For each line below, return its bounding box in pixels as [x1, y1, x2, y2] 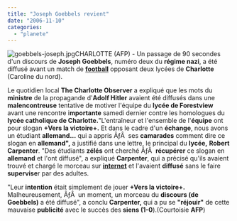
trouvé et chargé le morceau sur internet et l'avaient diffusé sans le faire [7, 161, 221, 171]
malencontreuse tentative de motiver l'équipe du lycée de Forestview [7, 101, 214, 110]
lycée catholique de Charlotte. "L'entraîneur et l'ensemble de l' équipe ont [7, 117, 224, 125]
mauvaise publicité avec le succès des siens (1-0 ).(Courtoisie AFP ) [7, 205, 206, 214]
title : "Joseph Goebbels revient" [7, 10, 110, 18]
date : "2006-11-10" [7, 17, 65, 24]
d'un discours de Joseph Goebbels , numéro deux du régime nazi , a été [7, 58, 218, 66]
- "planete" [13, 30, 50, 38]
